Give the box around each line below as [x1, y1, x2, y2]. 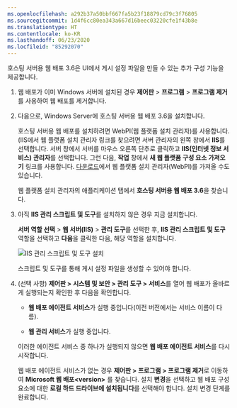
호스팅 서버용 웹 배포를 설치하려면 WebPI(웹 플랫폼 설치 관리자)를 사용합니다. [17, 127, 230, 135]
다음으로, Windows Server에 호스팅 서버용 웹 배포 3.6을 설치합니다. [17, 111, 205, 120]
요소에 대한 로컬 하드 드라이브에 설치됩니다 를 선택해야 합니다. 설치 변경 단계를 [17, 384, 231, 392]
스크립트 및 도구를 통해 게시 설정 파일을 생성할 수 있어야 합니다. [17, 264, 191, 272]
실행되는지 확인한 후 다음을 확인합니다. [25, 288, 132, 297]
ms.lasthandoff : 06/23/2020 [7, 37, 91, 44]
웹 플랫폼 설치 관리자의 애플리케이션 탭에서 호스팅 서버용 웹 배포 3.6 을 [17, 186, 210, 194]
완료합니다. [17, 393, 49, 401]
